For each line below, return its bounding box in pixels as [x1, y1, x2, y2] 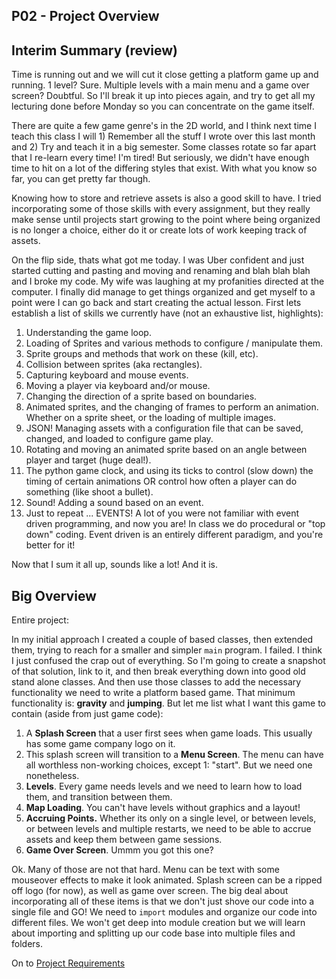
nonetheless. [25, 770, 80, 782]
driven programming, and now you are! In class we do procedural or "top [25, 518, 326, 530]
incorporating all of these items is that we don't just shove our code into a [11, 895, 315, 908]
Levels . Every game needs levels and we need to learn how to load [25, 780, 303, 793]
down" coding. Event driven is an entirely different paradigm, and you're [25, 529, 324, 541]
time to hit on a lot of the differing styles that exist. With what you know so [11, 162, 318, 174]
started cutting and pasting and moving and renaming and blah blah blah [11, 265, 311, 277]
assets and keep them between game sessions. [25, 834, 223, 846]
